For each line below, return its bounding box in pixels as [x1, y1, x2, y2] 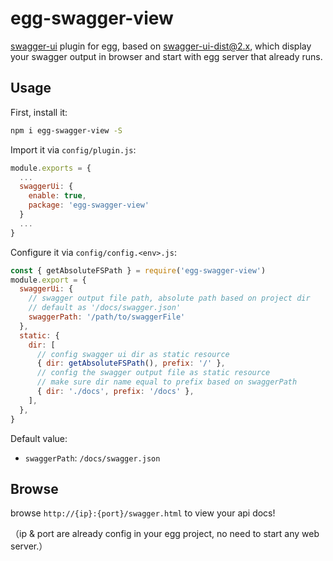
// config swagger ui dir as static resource [36, 349, 230, 359]
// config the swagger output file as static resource [36, 368, 271, 378]
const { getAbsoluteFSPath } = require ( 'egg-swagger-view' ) [10, 265, 267, 276]
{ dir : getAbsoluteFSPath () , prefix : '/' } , [36, 358, 226, 369]
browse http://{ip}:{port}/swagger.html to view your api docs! [10, 507, 276, 519]
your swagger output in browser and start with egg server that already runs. [10, 50, 323, 62]
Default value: [10, 432, 68, 444]
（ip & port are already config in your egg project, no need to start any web [10, 528, 320, 540]
